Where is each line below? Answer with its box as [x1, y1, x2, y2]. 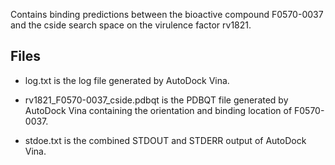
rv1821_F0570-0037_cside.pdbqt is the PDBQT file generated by [24, 94, 289, 106]
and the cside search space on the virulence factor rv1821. [10, 19, 252, 31]
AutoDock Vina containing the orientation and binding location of [24, 104, 293, 116]
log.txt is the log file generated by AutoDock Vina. [24, 74, 230, 86]
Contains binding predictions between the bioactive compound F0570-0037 [10, 9, 324, 20]
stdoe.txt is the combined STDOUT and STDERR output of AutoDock [24, 134, 307, 146]
